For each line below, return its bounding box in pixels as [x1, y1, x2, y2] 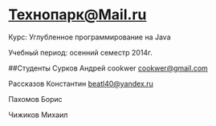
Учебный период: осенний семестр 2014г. [8, 47, 153, 57]
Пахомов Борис [8, 94, 63, 104]
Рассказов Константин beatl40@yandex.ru [8, 79, 154, 88]
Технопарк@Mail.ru [8, 6, 147, 24]
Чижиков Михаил [8, 110, 68, 120]
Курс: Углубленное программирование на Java [8, 32, 171, 42]
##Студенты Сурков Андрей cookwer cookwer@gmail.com [8, 63, 209, 73]
